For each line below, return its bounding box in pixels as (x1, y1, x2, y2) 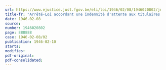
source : (5, 21, 21, 26)
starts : (5, 44, 21, 49)
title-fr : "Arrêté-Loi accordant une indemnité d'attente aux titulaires (5, 12, 161, 17)
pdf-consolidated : (5, 58, 43, 63)
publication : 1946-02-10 (5, 39, 56, 44)
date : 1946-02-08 (5, 16, 41, 21)
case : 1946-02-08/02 (5, 35, 48, 40)
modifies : (5, 48, 26, 53)
